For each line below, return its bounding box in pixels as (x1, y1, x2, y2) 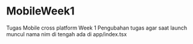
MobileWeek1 (6, 4, 75, 18)
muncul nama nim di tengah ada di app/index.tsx (6, 30, 127, 37)
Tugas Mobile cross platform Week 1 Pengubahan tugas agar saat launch (6, 24, 188, 31)
